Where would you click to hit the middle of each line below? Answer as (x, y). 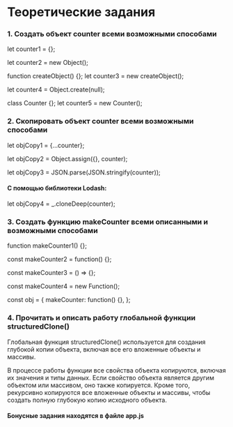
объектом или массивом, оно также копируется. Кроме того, (98, 385)
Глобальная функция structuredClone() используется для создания (107, 342)
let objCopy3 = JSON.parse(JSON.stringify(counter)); (84, 172)
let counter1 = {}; (31, 49)
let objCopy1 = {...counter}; (46, 145)
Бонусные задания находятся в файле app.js (76, 416)
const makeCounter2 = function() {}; (59, 260)
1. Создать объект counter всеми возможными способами (112, 34)
